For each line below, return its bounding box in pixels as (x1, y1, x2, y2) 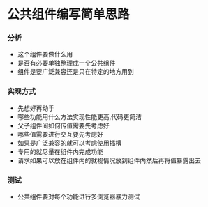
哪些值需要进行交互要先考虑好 (17, 130, 103, 138)
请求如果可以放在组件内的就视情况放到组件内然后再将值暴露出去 (17, 156, 201, 164)
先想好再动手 (17, 104, 54, 112)
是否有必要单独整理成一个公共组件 (17, 59, 116, 67)
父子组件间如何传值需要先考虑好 (17, 121, 110, 130)
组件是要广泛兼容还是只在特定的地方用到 (17, 68, 134, 76)
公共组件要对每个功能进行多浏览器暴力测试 (17, 192, 140, 201)
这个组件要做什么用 (17, 50, 73, 59)
